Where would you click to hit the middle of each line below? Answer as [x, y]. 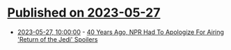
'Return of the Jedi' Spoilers [57, 39]
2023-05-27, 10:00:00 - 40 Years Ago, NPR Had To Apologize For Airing [121, 32]
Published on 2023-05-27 [84, 13]
